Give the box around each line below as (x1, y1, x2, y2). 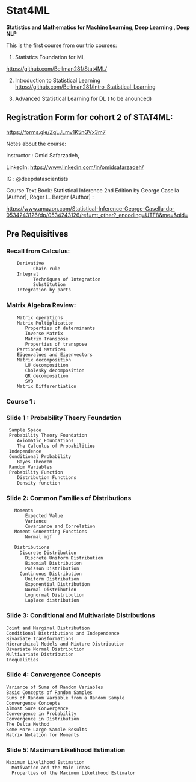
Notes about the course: (6, 140, 66, 147)
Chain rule (32, 266, 61, 272)
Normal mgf (25, 534, 52, 540)
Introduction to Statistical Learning (14, 77, 101, 84)
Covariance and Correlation (25, 523, 96, 530)
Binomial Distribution (25, 561, 82, 567)
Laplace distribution (25, 597, 79, 603)
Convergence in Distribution (6, 716, 79, 722)
